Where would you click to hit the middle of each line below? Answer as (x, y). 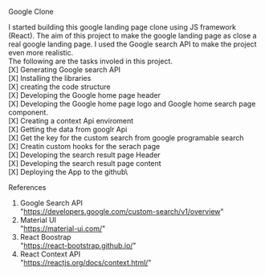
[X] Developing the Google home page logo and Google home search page (132, 104)
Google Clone (31, 12)
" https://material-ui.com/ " (63, 228)
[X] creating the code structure (59, 87)
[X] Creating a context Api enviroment (71, 121)
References (27, 187)
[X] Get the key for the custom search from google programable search (126, 138)
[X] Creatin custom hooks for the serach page (84, 146)
